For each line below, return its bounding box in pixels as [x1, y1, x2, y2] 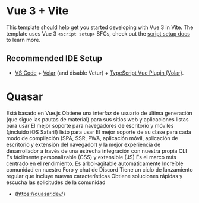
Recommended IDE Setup [6, 53, 103, 63]
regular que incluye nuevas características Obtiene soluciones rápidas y [6, 172, 183, 179]
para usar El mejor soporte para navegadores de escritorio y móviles [6, 122, 174, 129]
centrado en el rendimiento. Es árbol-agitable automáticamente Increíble [6, 160, 184, 167]
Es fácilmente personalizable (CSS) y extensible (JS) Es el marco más [6, 153, 176, 160]
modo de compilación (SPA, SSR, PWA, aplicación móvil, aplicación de [6, 134, 178, 141]
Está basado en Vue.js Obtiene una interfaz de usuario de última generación [6, 109, 193, 117]
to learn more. [6, 36, 40, 43]
